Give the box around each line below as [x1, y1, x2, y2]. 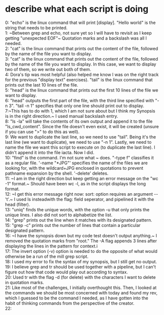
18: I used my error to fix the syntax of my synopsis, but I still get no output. [5, 258, 157, 265]
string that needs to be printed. [5, 24, 68, 30]
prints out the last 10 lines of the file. [5, 82, 78, 88]
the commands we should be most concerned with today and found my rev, [5, 290, 158, 295]
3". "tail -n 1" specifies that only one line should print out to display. [9, 103, 144, 109]
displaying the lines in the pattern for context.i [5, 243, 98, 249]
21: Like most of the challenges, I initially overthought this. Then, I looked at [5, 285, 157, 291]
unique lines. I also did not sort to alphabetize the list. [5, 212, 113, 218]
